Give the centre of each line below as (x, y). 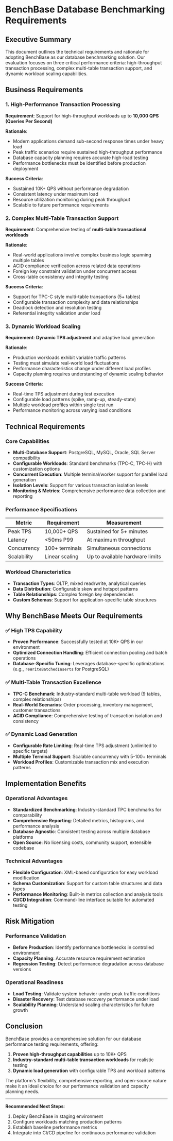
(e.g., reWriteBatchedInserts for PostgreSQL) (61, 669)
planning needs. (22, 1091)
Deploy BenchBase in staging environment (58, 1116)
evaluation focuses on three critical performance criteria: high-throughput (84, 63)
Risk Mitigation (30, 921)
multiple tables (28, 260)
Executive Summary (38, 39)
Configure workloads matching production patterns (67, 1121)
